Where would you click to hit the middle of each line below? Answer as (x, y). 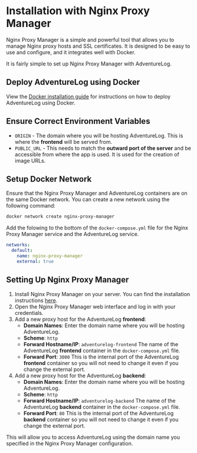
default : (22, 251)
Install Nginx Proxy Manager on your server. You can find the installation (102, 294)
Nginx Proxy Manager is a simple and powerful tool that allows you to (90, 40)
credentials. (29, 313)
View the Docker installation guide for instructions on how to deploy (88, 96)
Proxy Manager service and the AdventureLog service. (73, 234)
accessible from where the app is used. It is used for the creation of (97, 154)
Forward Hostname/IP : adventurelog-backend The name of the (99, 401)
